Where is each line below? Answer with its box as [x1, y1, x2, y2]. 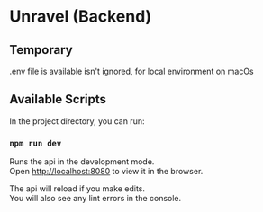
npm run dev [9, 137, 62, 148]
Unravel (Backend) [9, 6, 152, 27]
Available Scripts [9, 92, 106, 107]
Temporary [9, 42, 74, 57]
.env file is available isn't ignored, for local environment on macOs [9, 66, 254, 76]
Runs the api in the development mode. [9, 156, 155, 167]
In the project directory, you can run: [9, 115, 145, 127]
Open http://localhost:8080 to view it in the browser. [9, 166, 204, 177]
